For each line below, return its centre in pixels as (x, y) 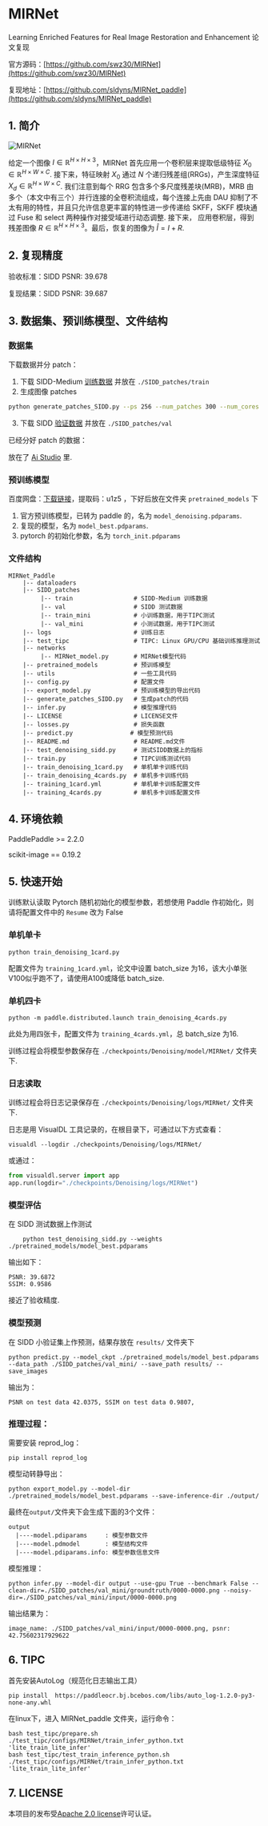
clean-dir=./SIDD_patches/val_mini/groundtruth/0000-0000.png (114, 1591)
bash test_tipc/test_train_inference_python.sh (89, 1755)
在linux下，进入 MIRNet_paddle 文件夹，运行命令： (92, 1718)
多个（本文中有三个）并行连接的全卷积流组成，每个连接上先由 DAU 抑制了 (130, 198)
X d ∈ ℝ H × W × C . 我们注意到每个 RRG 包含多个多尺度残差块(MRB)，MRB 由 (131, 186)
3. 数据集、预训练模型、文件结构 (88, 321)
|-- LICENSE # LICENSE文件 (100, 716)
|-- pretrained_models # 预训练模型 (97, 665)
